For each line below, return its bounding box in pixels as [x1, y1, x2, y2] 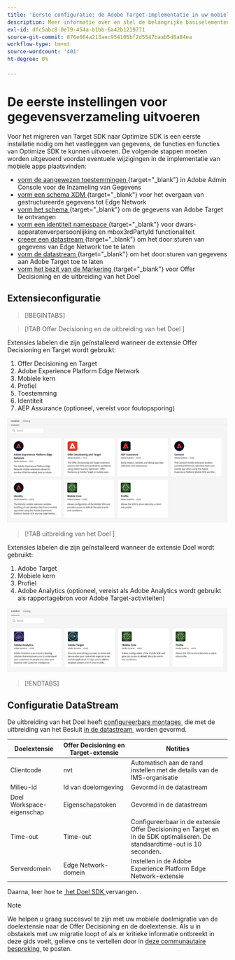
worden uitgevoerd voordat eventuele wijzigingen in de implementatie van [7, 154, 220, 162]
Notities [166, 744, 190, 753]
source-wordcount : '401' [7, 48, 80, 55]
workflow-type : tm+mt [7, 41, 71, 48]
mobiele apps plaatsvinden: [7, 162, 87, 170]
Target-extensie [69, 748, 119, 756]
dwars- [175, 220, 197, 228]
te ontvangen [17, 212, 56, 221]
